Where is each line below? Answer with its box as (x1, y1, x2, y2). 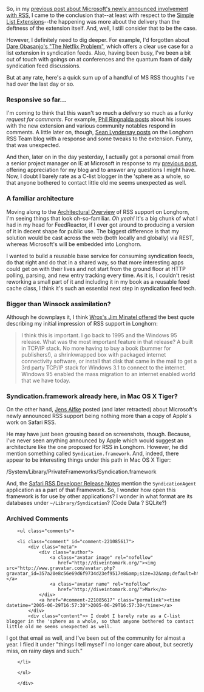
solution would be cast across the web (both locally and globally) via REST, (6, 234, 194, 241)
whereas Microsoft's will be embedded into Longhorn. (6, 240, 141, 248)
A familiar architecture (6, 194, 74, 203)
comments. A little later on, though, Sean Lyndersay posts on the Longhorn (6, 129, 194, 136)
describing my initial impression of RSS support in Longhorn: (6, 320, 158, 327)
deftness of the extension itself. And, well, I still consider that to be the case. (6, 24, 197, 32)
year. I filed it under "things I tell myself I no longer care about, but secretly (6, 641, 193, 648)
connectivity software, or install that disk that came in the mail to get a (21, 357, 197, 365)
